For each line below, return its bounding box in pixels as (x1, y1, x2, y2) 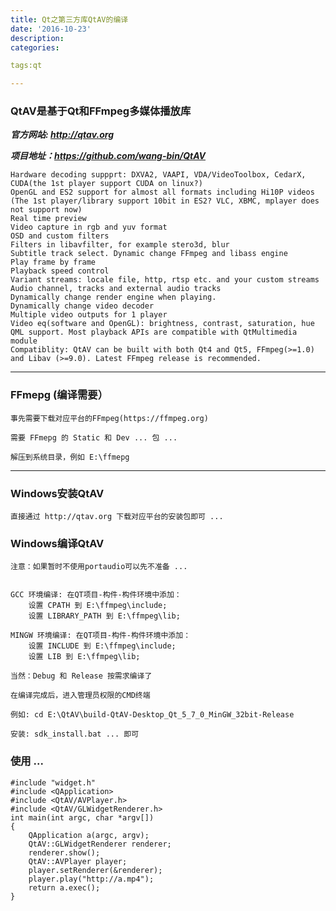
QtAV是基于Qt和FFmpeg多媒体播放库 (10, 104, 192, 118)
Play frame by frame (10, 257, 97, 268)
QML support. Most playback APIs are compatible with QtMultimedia (10, 327, 298, 338)
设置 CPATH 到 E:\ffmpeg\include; (28, 601, 168, 611)
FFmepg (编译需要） (10, 388, 109, 402)
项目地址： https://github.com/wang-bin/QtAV (10, 150, 207, 162)
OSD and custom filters (10, 231, 110, 241)
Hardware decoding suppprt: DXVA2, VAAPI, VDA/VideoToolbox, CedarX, (10, 170, 307, 180)
